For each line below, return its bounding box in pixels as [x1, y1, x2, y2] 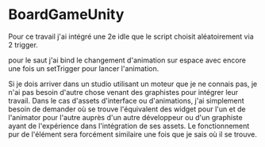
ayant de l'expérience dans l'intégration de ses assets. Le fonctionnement [8, 121, 250, 130]
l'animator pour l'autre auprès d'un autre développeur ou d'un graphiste [8, 112, 244, 122]
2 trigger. [8, 40, 38, 49]
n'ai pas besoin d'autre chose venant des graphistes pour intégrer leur [8, 87, 239, 96]
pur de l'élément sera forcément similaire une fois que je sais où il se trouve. [8, 129, 258, 139]
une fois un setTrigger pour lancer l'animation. [8, 63, 159, 73]
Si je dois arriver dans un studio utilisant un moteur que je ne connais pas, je [8, 79, 258, 89]
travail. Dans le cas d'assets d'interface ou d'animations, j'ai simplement [8, 96, 244, 105]
